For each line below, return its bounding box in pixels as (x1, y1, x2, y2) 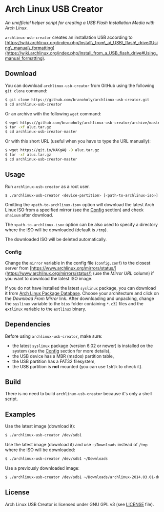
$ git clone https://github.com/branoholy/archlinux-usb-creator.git (5, 97, 150, 102)
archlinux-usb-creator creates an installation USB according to (5, 34, 133, 40)
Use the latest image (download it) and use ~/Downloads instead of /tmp (5, 442, 148, 448)
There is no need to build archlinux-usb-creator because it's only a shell (5, 391, 152, 397)
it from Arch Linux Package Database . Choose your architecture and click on (5, 290, 159, 296)
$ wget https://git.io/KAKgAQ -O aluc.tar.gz (5, 148, 99, 153)
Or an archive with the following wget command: (5, 110, 102, 116)
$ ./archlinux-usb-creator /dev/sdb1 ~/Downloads (5, 457, 108, 461)
